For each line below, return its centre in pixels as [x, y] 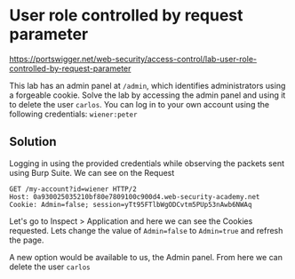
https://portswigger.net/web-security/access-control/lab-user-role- [133, 59]
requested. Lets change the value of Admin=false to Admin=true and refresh [146, 230]
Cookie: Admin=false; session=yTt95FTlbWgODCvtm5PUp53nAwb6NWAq [131, 204]
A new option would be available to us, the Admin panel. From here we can [146, 257]
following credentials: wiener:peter [73, 114]
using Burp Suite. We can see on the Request [92, 172]
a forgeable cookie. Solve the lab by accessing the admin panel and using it [147, 95]
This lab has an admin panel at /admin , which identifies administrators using [147, 85]
